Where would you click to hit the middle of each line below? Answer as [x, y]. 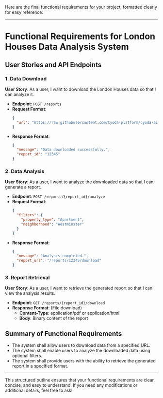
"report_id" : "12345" [39, 154]
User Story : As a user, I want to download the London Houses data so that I [81, 89]
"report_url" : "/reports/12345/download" [59, 261]
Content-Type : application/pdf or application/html [69, 313]
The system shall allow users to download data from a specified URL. [81, 345]
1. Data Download [26, 78]
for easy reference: [24, 12]
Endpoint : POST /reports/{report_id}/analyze [58, 196]
